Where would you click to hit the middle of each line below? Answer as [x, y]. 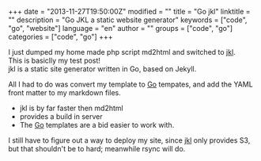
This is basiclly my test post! [55, 60]
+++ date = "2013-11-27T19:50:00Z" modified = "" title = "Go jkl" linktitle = [129, 11]
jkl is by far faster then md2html [72, 108]
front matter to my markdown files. [64, 93]
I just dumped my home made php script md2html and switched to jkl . [122, 52]
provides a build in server [61, 117]
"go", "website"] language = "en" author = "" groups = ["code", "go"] [121, 28]
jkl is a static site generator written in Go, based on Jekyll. [102, 69]
